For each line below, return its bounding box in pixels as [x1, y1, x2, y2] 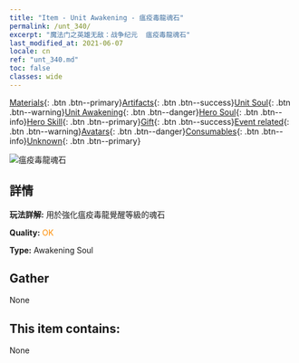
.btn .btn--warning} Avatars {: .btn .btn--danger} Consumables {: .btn [9, 126, 260, 137]
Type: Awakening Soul [9, 244, 93, 255]
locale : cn [9, 47, 51, 56]
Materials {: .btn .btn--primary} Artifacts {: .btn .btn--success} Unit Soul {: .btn [9, 97, 292, 108]
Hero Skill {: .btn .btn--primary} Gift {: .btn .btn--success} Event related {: [26, 116, 290, 127]
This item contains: [9, 320, 121, 336]
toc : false [9, 64, 51, 73]
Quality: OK [9, 227, 54, 238]
